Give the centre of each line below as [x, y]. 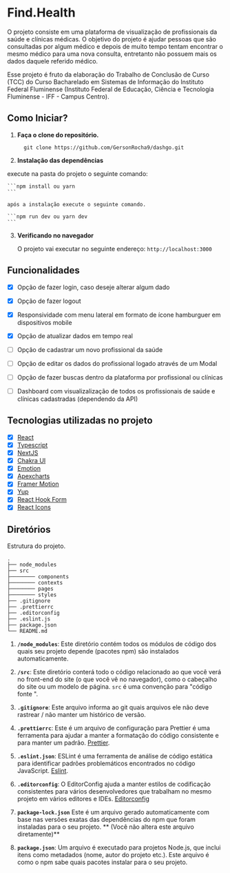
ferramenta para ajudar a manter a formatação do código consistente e [118, 736]
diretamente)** [38, 834]
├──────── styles [32, 595]
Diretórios [29, 529]
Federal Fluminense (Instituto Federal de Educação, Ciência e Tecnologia [111, 89]
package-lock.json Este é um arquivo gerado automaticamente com [113, 812]
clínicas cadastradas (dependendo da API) [77, 399]
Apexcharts [33, 476]
